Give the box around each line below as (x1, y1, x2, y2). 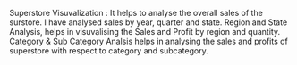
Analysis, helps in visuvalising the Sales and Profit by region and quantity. (9, 27, 280, 37)
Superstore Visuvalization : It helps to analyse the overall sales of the (9, 8, 264, 18)
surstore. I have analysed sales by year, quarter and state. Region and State (9, 17, 288, 28)
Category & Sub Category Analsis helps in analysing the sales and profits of (9, 36, 288, 46)
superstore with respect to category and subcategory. (9, 45, 208, 56)
